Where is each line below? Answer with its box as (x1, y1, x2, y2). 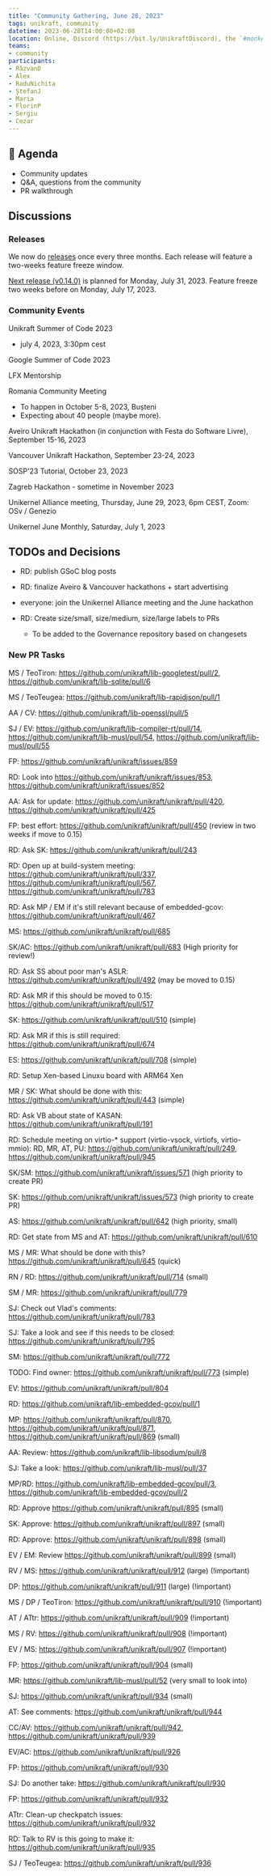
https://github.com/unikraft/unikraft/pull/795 (8, 1336, 156, 1346)
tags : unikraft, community (8, 19, 99, 28)
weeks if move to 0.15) (8, 829, 83, 838)
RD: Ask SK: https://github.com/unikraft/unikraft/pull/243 (8, 845, 198, 855)
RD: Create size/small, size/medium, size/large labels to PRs (19, 613, 220, 623)
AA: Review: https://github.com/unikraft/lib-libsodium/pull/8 (8, 1447, 207, 1457)
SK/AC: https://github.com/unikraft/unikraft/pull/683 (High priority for (8, 942, 239, 952)
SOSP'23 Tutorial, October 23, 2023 (8, 466, 128, 476)
